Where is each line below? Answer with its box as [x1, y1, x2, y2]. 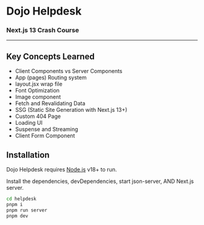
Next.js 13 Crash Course [6, 26, 80, 35]
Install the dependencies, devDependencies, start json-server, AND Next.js [6, 178, 194, 185]
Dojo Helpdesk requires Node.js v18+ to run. [6, 166, 117, 173]
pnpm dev [6, 213, 29, 219]
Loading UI [15, 119, 43, 126]
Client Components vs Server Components [15, 67, 123, 75]
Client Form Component [15, 132, 75, 139]
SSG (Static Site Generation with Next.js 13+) [15, 106, 127, 114]
